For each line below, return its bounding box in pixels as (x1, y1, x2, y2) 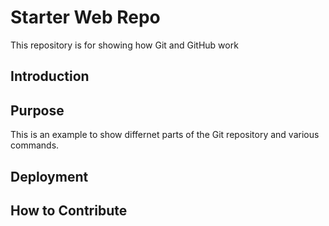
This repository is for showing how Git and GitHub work (10, 39, 239, 51)
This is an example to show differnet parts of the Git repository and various (10, 129, 320, 141)
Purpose (10, 102, 65, 119)
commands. (10, 139, 60, 151)
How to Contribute (10, 202, 128, 219)
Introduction (10, 68, 90, 85)
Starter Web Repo (10, 6, 161, 29)
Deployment (10, 168, 89, 185)
